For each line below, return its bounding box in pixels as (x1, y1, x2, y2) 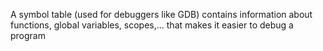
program (10, 30, 46, 41)
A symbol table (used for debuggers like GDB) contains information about (10, 9, 313, 20)
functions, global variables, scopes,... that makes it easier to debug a (10, 19, 294, 31)
